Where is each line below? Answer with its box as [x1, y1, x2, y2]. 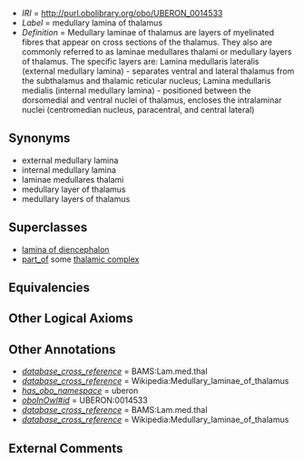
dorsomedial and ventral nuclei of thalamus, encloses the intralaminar [21, 95, 282, 105]
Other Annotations [8, 341, 116, 357]
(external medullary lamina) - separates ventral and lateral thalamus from [21, 65, 295, 76]
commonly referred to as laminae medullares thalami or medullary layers [21, 46, 292, 57]
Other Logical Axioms [8, 311, 133, 326]
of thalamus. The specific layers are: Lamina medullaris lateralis [21, 56, 259, 66]
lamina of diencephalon [21, 244, 110, 255]
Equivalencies [8, 280, 90, 296]
